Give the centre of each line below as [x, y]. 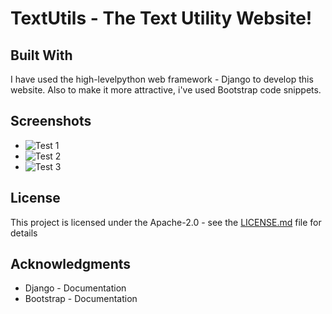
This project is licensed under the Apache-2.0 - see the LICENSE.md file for [166, 222]
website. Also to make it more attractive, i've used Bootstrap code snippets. [166, 90]
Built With [41, 55]
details [24, 233]
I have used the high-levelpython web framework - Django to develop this [162, 79]
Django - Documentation [75, 288]
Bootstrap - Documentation [81, 299]
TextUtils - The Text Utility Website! [161, 18]
